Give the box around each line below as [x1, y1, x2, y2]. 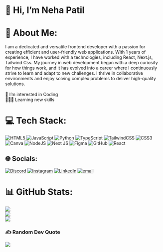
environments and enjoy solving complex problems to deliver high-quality [5, 76, 156, 82]
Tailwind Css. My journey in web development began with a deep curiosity [5, 60, 158, 66]
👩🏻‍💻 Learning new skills [5, 97, 55, 103]
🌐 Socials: [5, 154, 38, 163]
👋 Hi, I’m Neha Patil [5, 4, 85, 16]
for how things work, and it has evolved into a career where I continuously [5, 65, 158, 71]
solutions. [5, 81, 25, 87]
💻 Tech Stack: [5, 115, 67, 126]
